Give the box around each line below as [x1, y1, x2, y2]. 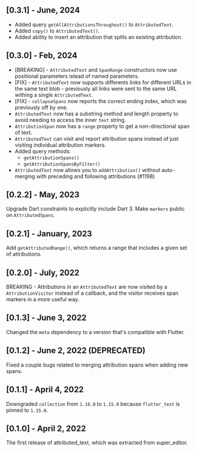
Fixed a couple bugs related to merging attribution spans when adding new [6, 361, 189, 368]
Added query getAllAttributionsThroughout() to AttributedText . [14, 21, 174, 28]
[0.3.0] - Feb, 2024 [6, 51, 78, 61]
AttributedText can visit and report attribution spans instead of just [14, 135, 179, 142]
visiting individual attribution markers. [14, 141, 106, 149]
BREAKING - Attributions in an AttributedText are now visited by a [6, 283, 168, 291]
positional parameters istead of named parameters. [14, 72, 140, 80]
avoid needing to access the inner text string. [14, 116, 126, 123]
